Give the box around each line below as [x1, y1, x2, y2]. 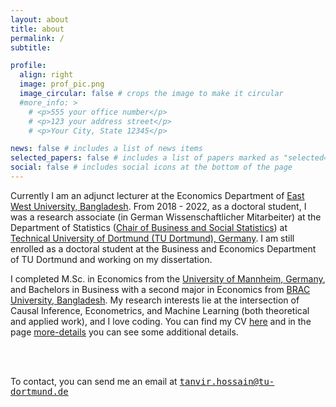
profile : [10, 61, 47, 71]
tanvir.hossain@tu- [179, 376, 275, 387]
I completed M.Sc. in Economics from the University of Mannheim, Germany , [10, 272, 326, 285]
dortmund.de [10, 386, 69, 397]
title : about [10, 24, 65, 34]
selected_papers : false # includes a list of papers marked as [10, 153, 280, 163]
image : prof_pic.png [19, 79, 105, 90]
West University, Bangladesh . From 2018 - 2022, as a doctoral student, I [10, 200, 307, 212]
